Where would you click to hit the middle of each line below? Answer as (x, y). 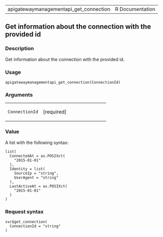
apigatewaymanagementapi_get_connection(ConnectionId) (63, 82)
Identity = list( (27, 169)
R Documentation (135, 9)
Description (20, 48)
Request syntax (24, 211)
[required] (55, 112)
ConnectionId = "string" (35, 226)
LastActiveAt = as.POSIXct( (39, 186)
